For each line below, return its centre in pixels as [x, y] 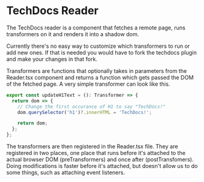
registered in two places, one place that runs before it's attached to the [96, 153]
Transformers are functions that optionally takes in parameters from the [96, 70]
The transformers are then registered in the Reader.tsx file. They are [92, 146]
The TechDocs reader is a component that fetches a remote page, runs [96, 28]
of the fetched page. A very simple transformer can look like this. [88, 84]
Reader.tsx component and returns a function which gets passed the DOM [100, 77]
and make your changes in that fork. [52, 59]
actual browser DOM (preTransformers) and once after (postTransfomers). [100, 159]
